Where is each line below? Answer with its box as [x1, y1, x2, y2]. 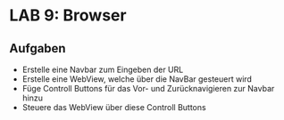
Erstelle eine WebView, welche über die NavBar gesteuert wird [21, 74, 253, 84]
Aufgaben [9, 41, 66, 56]
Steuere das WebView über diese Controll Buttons [21, 102, 207, 112]
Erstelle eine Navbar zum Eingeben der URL [21, 64, 184, 75]
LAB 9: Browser [9, 5, 127, 26]
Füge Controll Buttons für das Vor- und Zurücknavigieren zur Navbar [21, 84, 275, 93]
